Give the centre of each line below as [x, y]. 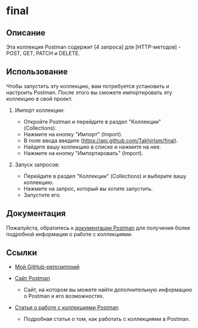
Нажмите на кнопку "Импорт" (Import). [73, 134]
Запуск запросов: [37, 165]
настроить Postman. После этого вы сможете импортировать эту [89, 92]
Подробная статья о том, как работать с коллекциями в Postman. [107, 319]
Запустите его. [42, 195]
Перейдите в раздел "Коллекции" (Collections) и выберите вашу [105, 176]
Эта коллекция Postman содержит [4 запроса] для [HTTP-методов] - [93, 47]
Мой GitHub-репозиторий [47, 267]
